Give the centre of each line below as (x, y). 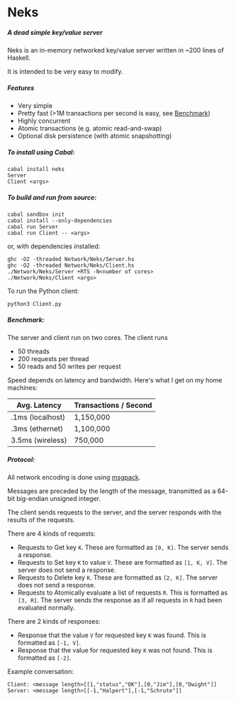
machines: (22, 388)
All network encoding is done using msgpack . (74, 477)
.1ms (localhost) (38, 417)
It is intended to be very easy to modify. (65, 72)
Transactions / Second (113, 405)
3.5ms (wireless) (39, 441)
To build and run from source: (52, 197)
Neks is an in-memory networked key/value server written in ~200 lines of (116, 50)
